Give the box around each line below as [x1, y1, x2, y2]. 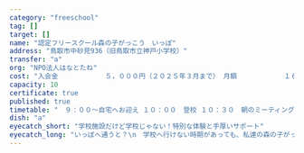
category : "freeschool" [9, 13, 100, 22]
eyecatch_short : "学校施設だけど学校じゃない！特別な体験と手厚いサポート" [9, 122, 264, 131]
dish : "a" [9, 113, 47, 122]
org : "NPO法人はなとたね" [9, 64, 98, 73]
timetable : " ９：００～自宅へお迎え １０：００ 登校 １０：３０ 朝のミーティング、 [9, 105, 301, 114]
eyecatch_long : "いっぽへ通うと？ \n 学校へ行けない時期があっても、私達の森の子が [9, 130, 290, 139]
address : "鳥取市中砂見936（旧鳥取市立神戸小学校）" [9, 47, 188, 56]
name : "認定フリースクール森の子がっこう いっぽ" [9, 38, 176, 48]
